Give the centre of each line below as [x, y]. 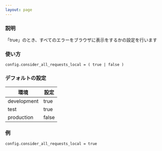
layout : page [19, 10]
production [20, 117]
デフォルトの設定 [26, 78]
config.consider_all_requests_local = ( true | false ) [64, 65]
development [23, 101]
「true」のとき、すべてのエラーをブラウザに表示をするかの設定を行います [81, 40]
